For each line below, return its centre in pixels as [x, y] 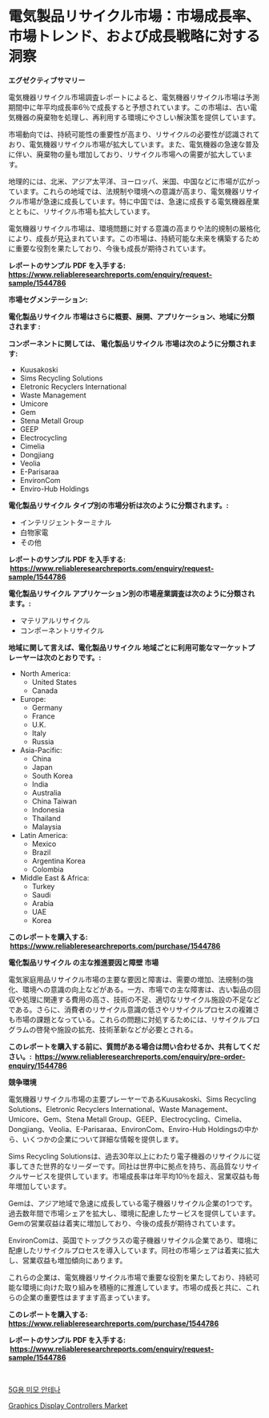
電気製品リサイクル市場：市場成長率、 [134, 16]
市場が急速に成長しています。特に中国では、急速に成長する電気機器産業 [141, 201]
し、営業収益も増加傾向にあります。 [68, 1260]
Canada [45, 691]
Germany [47, 707]
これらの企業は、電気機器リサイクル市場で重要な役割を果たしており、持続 [130, 1277]
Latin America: [44, 835]
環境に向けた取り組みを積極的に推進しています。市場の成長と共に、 [134, 1287]
